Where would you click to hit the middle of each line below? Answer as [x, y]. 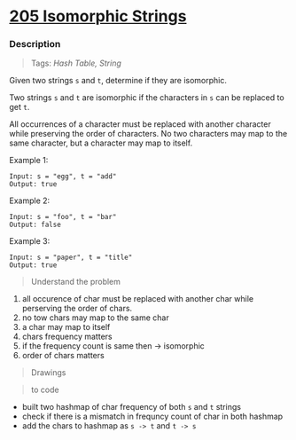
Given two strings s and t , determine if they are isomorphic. [118, 81]
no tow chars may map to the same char [96, 318]
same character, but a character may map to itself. [101, 143]
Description [35, 44]
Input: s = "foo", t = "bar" [63, 217]
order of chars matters [63, 356]
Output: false [35, 225]
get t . [19, 107]
